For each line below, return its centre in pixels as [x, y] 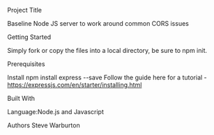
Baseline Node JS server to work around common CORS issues [98, 23]
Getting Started [29, 37]
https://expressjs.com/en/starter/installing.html [75, 85]
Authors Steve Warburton [44, 125]
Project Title [25, 10]
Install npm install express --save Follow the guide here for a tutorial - [107, 77]
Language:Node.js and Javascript [56, 112]
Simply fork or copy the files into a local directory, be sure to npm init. [107, 50]
